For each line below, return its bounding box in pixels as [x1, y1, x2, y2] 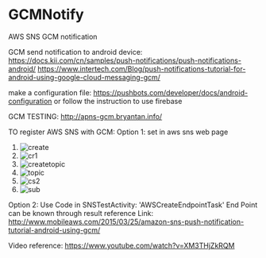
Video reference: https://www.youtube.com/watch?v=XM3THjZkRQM [8, 241, 235, 250]
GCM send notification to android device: [8, 47, 143, 56]
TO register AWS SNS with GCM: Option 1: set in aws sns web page [8, 127, 229, 137]
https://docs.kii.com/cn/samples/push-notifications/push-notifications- [8, 56, 242, 65]
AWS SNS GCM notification [8, 32, 98, 41]
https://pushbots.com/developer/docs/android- [93, 87, 249, 97]
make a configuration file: [8, 87, 92, 97]
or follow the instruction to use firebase [53, 96, 183, 106]
